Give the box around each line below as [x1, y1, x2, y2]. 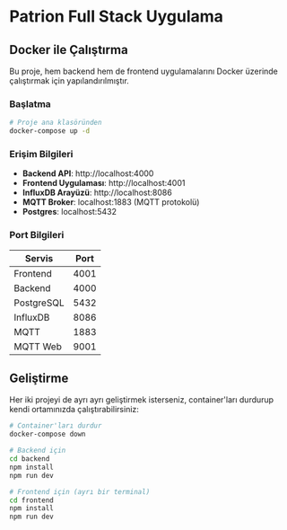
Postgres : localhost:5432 [22, 207, 117, 217]
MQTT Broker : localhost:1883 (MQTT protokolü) [22, 197, 200, 208]
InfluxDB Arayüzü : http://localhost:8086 [22, 187, 172, 199]
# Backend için [9, 446, 66, 455]
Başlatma [9, 97, 51, 110]
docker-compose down [9, 429, 87, 439]
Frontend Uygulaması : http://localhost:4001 [22, 178, 186, 189]
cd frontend [9, 496, 54, 505]
